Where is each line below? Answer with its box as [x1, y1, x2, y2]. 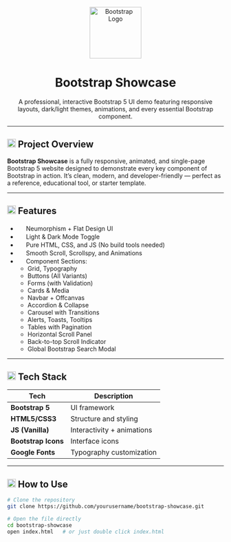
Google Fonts [10, 448, 56, 457]
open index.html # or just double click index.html [7, 528, 165, 535]
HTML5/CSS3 [10, 414, 57, 424]
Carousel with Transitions [27, 308, 100, 316]
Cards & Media [27, 286, 70, 294]
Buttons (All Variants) [27, 272, 88, 280]
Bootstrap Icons [10, 437, 64, 446]
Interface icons [70, 437, 119, 446]
